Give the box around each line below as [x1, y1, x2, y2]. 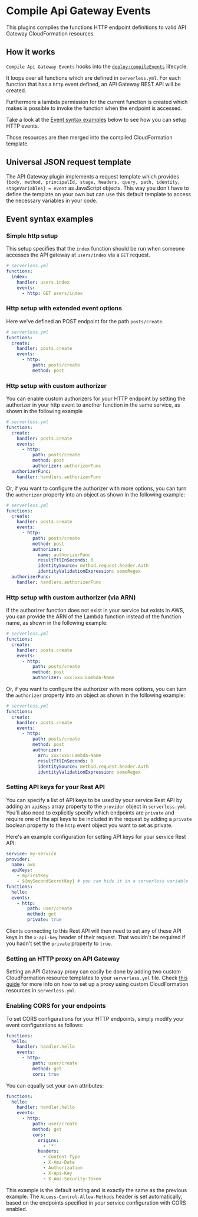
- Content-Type [43, 1154, 81, 1160]
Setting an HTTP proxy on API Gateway [6, 955, 120, 963]
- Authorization [43, 1165, 83, 1171]
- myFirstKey [16, 873, 49, 879]
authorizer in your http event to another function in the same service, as [6, 401, 181, 408]
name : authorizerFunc [37, 551, 91, 558]
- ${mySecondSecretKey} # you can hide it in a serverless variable [16, 878, 189, 884]
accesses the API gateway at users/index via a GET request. [6, 251, 150, 258]
